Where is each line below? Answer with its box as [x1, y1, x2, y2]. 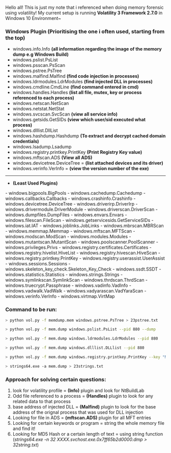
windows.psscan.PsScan [12, 62, 65, 69]
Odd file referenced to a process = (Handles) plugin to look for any [12, 393, 154, 399]
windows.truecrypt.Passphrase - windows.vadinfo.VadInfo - [5, 282, 131, 288]
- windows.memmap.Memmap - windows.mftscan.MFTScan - [5, 228, 135, 234]
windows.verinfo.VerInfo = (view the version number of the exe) [12, 166, 149, 172]
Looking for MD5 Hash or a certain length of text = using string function [12, 431, 163, 437]
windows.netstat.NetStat [12, 106, 65, 112]
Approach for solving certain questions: [5, 376, 106, 383]
